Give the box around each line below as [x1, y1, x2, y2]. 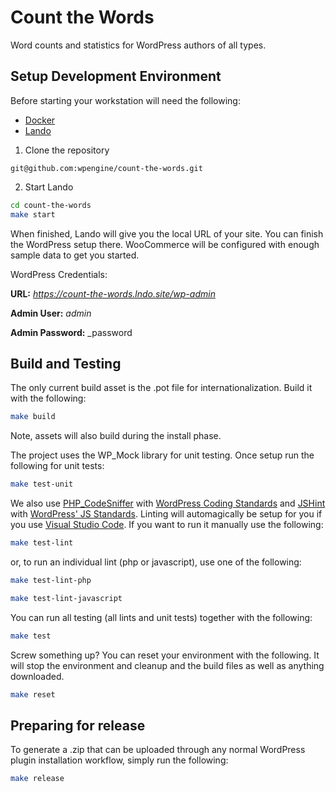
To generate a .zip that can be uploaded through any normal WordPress [10, 744, 306, 756]
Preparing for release [10, 717, 146, 734]
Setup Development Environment [10, 68, 222, 85]
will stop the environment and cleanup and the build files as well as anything [10, 659, 325, 671]
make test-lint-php [10, 575, 92, 585]
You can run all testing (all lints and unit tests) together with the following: [10, 611, 313, 623]
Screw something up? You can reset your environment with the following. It [10, 649, 320, 661]
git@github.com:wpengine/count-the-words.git [10, 163, 203, 173]
